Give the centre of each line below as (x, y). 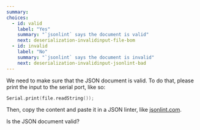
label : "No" (32, 52)
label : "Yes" (34, 29)
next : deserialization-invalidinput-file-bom (76, 40)
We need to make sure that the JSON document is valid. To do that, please (100, 81)
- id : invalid (30, 46)
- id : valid (27, 23)
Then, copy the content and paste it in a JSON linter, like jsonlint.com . (94, 110)
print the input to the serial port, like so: (56, 87)
